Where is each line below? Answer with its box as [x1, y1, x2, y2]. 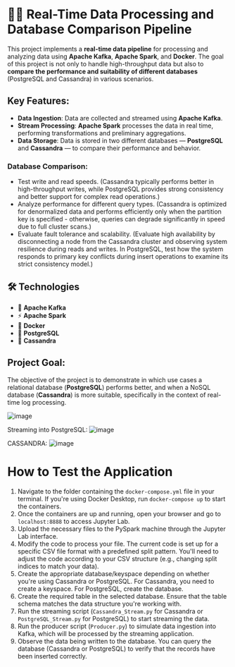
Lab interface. [17, 532, 58, 540]
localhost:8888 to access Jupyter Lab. [17, 517, 130, 525]
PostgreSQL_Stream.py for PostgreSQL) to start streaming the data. [17, 614, 210, 623]
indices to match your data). [17, 562, 100, 570]
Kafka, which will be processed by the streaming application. [17, 629, 195, 637]
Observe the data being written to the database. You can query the [17, 637, 212, 645]
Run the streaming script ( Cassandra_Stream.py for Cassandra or [17, 606, 203, 616]
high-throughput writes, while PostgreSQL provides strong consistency [17, 185, 224, 193]
